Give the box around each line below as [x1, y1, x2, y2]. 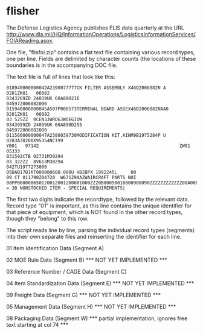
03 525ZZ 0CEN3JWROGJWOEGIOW [6, 116, 83, 122]
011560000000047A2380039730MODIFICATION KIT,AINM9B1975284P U [6, 132, 166, 138]
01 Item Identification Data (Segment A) [6, 244, 105, 251]
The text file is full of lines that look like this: [6, 73, 116, 80]
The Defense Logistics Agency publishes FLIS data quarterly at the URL [6, 24, 184, 31]
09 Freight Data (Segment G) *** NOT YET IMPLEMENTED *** [6, 291, 161, 298]
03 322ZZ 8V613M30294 [6, 159, 63, 165]
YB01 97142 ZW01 [6, 143, 190, 149]
